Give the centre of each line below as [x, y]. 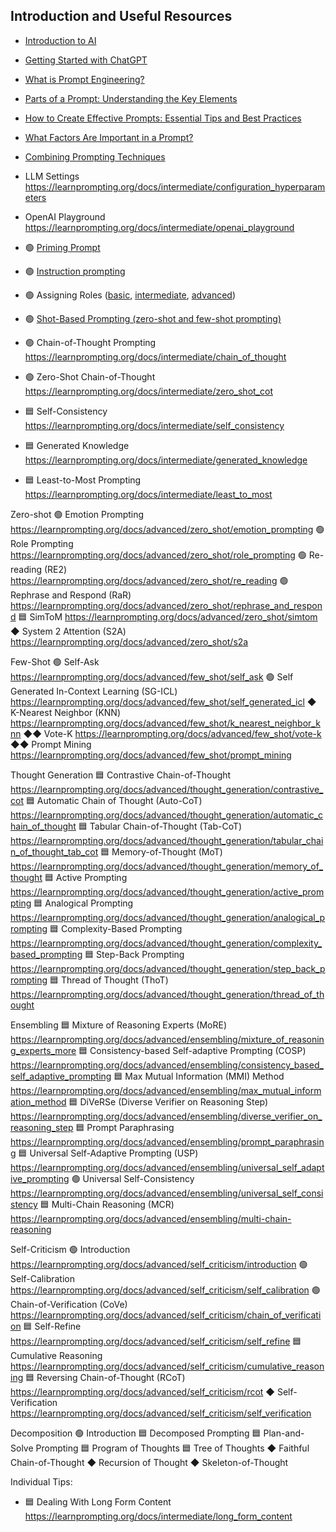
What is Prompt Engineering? [84, 79]
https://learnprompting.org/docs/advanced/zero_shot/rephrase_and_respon [166, 605]
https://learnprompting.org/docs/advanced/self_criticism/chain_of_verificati [166, 1315]
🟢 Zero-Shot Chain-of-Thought [90, 376]
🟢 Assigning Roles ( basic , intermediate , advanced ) [130, 295]
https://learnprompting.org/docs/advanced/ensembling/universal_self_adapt [167, 1167]
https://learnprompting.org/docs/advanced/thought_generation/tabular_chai [167, 840]
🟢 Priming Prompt [62, 247]
